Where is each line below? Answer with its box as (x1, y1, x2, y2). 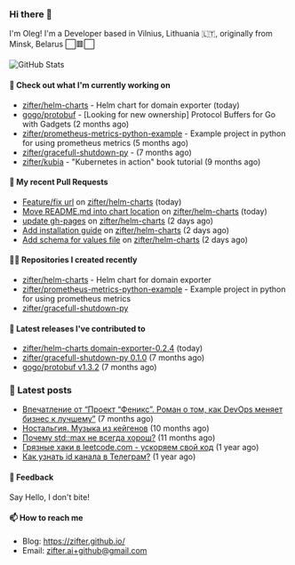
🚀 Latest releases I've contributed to (9, 323, 146, 334)
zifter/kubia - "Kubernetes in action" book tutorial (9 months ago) (21, 156, 261, 167)
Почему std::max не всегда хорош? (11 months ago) (21, 432, 216, 443)
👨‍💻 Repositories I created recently (9, 254, 138, 265)
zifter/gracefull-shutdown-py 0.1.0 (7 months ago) (21, 352, 205, 363)
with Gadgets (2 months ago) (21, 118, 130, 129)
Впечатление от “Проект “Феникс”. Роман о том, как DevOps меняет (21, 404, 283, 415)
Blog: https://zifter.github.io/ (21, 536, 126, 546)
